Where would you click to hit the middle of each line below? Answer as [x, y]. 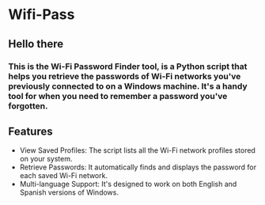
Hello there [36, 44]
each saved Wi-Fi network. [64, 176]
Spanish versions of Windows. [69, 192]
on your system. [46, 159]
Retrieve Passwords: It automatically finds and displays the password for [138, 167]
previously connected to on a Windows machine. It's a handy [128, 86]
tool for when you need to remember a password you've [118, 96]
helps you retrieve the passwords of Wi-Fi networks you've [125, 76]
